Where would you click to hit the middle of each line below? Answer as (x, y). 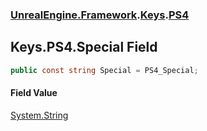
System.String (39, 115)
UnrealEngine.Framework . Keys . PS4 (100, 15)
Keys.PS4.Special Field (84, 47)
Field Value (34, 93)
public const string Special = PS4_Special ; (104, 70)
